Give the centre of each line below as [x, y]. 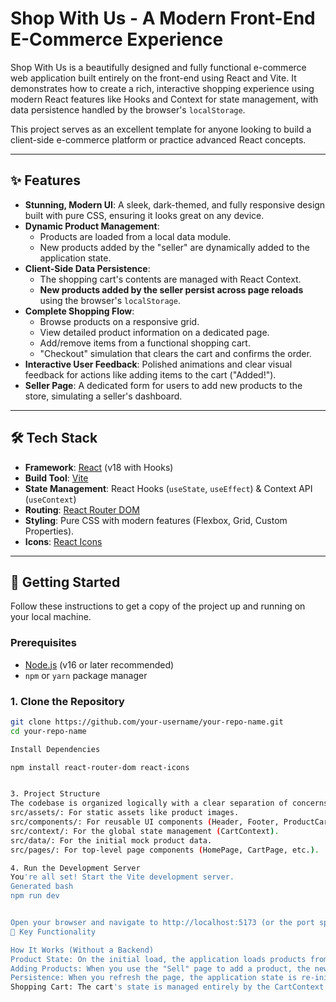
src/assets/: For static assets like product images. [125, 813]
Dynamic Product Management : [92, 226]
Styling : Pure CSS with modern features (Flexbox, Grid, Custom [156, 520]
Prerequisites [43, 643]
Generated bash [42, 887]
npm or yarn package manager [86, 675]
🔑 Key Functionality [53, 932]
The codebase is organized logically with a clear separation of [149, 803]
